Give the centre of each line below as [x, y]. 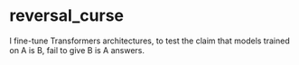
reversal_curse [67, 16]
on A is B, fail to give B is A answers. [77, 50]
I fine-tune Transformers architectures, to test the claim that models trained [150, 41]
